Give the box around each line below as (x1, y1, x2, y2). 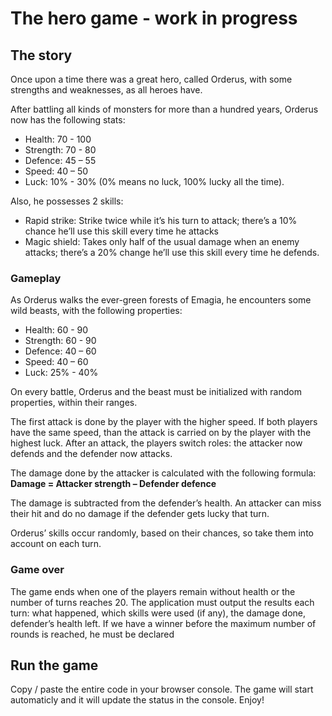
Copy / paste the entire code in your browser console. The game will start (10, 683, 314, 696)
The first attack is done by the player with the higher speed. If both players (10, 416, 318, 428)
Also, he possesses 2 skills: (10, 195, 124, 207)
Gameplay (10, 271, 62, 285)
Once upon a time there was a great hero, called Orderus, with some (10, 73, 293, 85)
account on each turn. (10, 538, 102, 550)
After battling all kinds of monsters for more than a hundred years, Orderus (10, 103, 319, 115)
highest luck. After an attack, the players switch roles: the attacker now (10, 437, 303, 449)
